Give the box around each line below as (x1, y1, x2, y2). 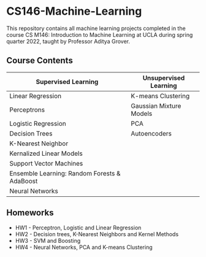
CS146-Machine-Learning (6, 4, 142, 18)
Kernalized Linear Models (9, 149, 83, 158)
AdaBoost (9, 177, 38, 185)
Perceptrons (9, 105, 45, 114)
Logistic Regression (9, 119, 66, 128)
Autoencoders (131, 129, 172, 137)
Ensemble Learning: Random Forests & (9, 169, 121, 177)
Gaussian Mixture (131, 101, 181, 110)
